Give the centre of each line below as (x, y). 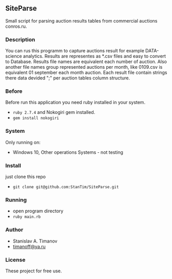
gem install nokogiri (36, 118)
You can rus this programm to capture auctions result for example (75, 51)
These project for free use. (34, 271)
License (15, 260)
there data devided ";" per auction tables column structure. (68, 78)
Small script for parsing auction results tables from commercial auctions (81, 21)
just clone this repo (26, 177)
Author (14, 230)
